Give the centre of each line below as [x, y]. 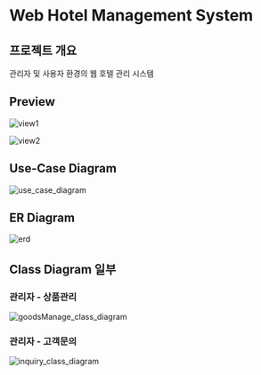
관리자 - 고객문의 [43, 341]
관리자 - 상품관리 [43, 297]
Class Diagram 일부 [63, 269]
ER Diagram [42, 218]
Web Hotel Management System [131, 16]
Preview [33, 102]
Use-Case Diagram [63, 168]
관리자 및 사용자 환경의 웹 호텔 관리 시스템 [82, 73]
